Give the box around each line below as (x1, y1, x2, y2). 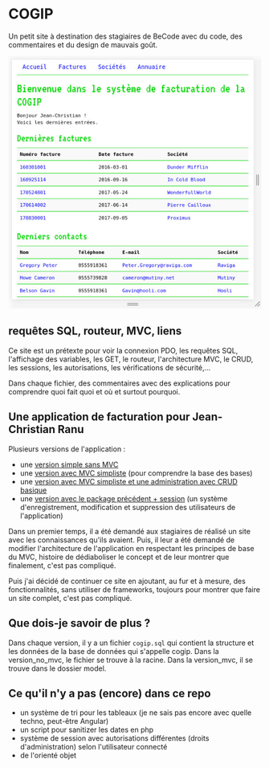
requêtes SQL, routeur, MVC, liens (8, 325, 182, 338)
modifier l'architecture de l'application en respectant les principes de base (8, 543, 255, 553)
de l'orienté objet (19, 750, 77, 760)
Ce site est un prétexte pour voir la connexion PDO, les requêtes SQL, (8, 345, 238, 355)
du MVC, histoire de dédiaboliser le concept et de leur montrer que (8, 552, 230, 562)
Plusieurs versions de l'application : (8, 443, 126, 454)
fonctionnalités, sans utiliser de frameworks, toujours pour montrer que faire (8, 584, 261, 594)
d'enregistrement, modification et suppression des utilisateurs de (19, 502, 236, 512)
